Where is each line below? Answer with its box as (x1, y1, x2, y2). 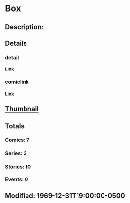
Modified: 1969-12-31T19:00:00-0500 (5, 191, 125, 200)
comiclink (5, 78, 29, 85)
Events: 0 (5, 176, 28, 183)
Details (5, 39, 27, 47)
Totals (5, 122, 25, 130)
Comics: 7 (5, 136, 30, 143)
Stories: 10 (5, 163, 31, 170)
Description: (5, 23, 44, 31)
